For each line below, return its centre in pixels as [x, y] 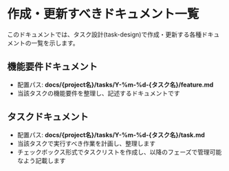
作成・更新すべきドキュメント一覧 [103, 14]
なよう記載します [41, 160]
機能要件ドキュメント [52, 67]
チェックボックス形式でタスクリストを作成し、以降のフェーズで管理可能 [119, 152]
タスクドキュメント [48, 117]
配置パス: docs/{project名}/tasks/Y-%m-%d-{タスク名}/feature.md [115, 84]
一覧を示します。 [55, 43]
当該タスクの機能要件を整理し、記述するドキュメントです [98, 93]
